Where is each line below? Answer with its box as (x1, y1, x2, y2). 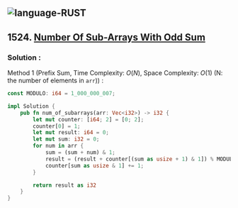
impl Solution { (7, 102, 55, 110)
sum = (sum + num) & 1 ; (45, 149, 115, 156)
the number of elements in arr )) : (7, 76, 104, 85)
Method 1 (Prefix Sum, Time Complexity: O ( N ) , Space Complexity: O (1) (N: (7, 69, 223, 77)
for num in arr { (33, 143, 84, 150)
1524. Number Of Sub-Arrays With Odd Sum (7, 31, 205, 43)
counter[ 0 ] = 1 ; (33, 122, 81, 130)
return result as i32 (33, 182, 97, 189)
